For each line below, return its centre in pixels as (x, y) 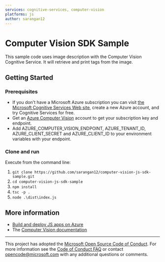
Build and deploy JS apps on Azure (48, 225)
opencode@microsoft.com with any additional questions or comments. (77, 255)
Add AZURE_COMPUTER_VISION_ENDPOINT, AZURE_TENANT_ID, (79, 128)
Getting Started (29, 78)
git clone (22, 172)
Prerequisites (21, 92)
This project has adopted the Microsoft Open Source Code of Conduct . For (81, 244)
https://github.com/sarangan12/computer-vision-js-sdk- (93, 172)
